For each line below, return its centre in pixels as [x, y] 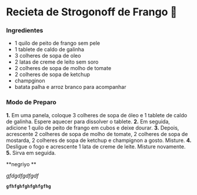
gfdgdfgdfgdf [23, 176]
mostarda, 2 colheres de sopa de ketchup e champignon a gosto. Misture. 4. [99, 140]
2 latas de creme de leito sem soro [56, 62]
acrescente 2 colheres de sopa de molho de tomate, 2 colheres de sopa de [97, 134]
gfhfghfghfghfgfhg [29, 186]
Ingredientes [25, 31]
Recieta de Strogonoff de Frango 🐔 [92, 12]
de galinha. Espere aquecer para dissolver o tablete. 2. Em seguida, [88, 121]
